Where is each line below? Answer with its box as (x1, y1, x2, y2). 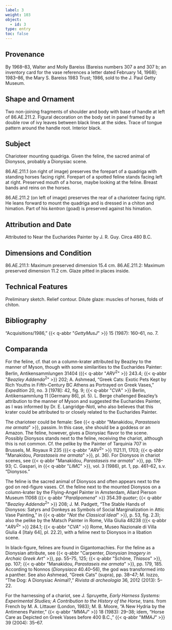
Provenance (5, 50, 45, 59)
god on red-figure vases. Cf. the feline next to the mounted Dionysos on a (5, 484, 161, 490)
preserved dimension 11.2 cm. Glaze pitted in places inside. (5, 268, 130, 274)
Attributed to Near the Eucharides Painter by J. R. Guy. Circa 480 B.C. (5, 234, 152, 240)
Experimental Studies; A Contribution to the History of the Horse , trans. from (5, 598, 166, 604)
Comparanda (5, 345, 48, 353)
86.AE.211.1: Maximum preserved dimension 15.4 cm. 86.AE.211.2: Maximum (5, 262, 165, 268)
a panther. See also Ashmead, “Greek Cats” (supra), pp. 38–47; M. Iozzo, (5, 571, 160, 578)
